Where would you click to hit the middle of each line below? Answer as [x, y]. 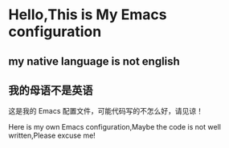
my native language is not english [94, 61]
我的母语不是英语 [51, 90]
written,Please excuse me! [52, 136]
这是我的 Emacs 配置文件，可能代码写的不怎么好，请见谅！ [106, 111]
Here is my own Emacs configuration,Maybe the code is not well [115, 127]
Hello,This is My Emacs [88, 15]
